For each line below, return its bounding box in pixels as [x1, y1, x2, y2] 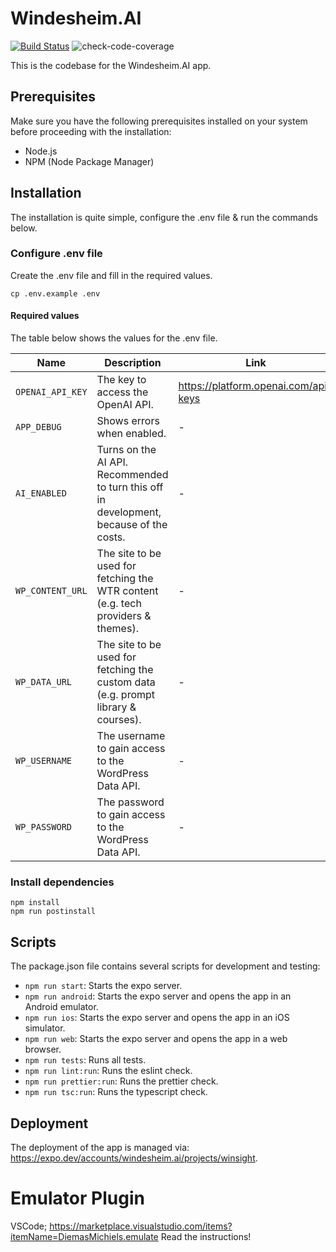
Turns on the [96, 443, 157, 457]
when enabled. [96, 427, 167, 441]
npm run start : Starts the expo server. [24, 980, 183, 992]
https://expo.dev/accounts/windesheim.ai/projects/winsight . [10, 1152, 258, 1164]
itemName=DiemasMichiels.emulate [10, 1230, 159, 1242]
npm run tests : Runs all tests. [24, 1054, 147, 1066]
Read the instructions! [160, 1230, 252, 1242]
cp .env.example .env [10, 288, 101, 299]
